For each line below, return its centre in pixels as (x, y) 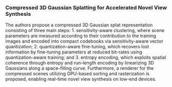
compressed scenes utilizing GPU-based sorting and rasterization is (78, 74)
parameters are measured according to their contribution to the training (81, 36)
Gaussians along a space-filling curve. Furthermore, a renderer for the (80, 68)
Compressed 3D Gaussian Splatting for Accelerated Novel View (86, 8)
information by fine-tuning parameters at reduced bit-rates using (74, 52)
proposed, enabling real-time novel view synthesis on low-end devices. (81, 79)
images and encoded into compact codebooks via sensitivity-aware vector (84, 41)
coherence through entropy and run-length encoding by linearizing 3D (80, 63)
